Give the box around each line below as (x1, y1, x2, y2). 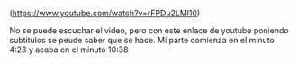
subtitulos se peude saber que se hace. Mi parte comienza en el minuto (9, 35, 275, 45)
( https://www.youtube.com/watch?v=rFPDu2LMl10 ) (9, 8, 201, 18)
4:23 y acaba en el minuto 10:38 (9, 44, 129, 55)
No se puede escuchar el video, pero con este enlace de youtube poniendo (9, 25, 290, 35)
